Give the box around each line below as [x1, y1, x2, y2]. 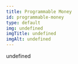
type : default [6, 20, 41, 25]
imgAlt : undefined [6, 36, 51, 42]
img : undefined [6, 25, 43, 31]
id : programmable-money [6, 14, 65, 20]
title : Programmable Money [6, 8, 72, 15]
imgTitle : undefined [6, 31, 57, 37]
